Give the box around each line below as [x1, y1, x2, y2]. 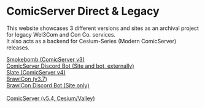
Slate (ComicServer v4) [6, 68, 66, 76]
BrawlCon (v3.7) [6, 75, 48, 82]
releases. [6, 44, 29, 51]
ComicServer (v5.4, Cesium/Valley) [6, 95, 95, 102]
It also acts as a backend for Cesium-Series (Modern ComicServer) [6, 37, 177, 45]
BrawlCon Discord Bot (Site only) [6, 81, 90, 89]
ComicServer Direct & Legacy [6, 4, 160, 18]
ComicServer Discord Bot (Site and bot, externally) [6, 62, 134, 70]
